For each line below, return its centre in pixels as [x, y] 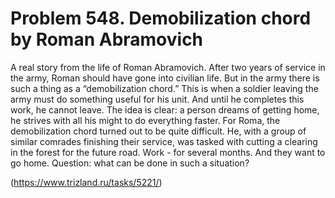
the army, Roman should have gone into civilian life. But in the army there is [165, 78]
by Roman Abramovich [107, 39]
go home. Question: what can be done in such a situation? [130, 163]
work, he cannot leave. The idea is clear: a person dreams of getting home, [165, 109]
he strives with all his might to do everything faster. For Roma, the [145, 120]
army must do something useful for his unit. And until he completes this [157, 99]
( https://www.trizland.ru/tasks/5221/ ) [86, 182]
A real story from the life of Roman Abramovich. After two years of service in [168, 67]
